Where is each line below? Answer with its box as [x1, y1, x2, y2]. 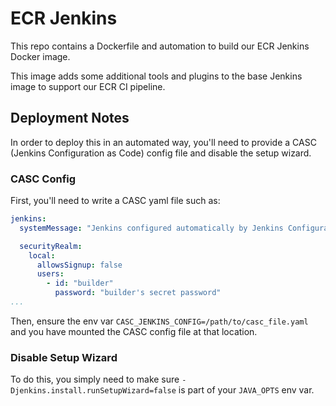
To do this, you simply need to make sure [10, 373, 180, 386]
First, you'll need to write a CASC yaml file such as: [10, 195, 221, 207]
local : [28, 250, 56, 261]
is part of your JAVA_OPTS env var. [178, 384, 315, 396]
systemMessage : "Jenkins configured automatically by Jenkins [19, 223, 284, 233]
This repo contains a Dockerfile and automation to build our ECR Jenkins [10, 40, 310, 52]
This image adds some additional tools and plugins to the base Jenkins [10, 70, 303, 82]
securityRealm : [19, 241, 83, 251]
